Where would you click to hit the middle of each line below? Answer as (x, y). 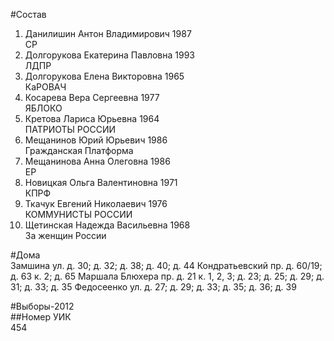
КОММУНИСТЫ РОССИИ (78, 214)
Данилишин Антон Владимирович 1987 (108, 33)
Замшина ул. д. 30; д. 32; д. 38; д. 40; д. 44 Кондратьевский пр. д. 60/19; (166, 265)
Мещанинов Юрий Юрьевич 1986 (96, 140)
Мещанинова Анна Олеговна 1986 (97, 161)
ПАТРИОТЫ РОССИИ (70, 129)
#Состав (28, 14)
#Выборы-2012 (42, 306)
